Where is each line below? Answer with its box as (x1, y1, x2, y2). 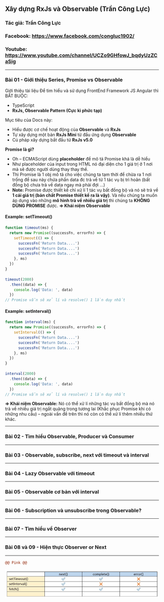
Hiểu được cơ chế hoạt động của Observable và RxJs (12, 126, 121, 132)
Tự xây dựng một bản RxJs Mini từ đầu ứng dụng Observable (12, 132, 137, 138)
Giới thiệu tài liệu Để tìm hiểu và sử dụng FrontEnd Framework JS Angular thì (5, 88, 159, 93)
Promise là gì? (5, 146, 34, 152)
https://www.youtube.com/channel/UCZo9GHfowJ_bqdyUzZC (5, 52, 158, 59)
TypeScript (12, 102, 35, 108)
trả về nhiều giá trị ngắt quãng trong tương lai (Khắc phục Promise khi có (5, 406, 151, 412)
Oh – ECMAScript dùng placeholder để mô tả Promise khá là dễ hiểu (12, 156, 150, 162)
